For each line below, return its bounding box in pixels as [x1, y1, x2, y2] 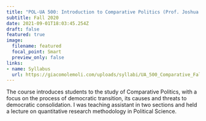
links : [6, 60, 23, 66]
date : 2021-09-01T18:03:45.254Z [6, 20, 89, 26]
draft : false [6, 26, 40, 32]
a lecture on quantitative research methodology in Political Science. [6, 108, 177, 115]
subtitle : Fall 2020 [6, 15, 59, 21]
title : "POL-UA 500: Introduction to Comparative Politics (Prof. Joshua [6, 9, 199, 15]
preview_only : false [12, 54, 64, 61]
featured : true [6, 32, 45, 38]
